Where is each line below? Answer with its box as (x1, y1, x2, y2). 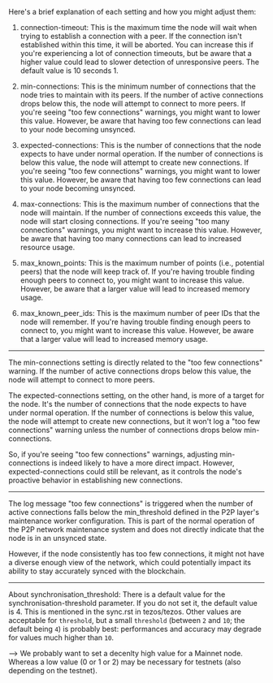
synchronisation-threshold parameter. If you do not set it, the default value (8, 599, 258, 607)
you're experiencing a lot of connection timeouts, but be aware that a (19, 49, 252, 58)
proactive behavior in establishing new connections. (8, 475, 183, 485)
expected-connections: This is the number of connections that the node (19, 140, 262, 149)
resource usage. (19, 243, 76, 252)
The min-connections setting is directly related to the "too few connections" (8, 357, 263, 367)
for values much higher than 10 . (8, 633, 115, 642)
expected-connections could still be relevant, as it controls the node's (8, 467, 242, 476)
